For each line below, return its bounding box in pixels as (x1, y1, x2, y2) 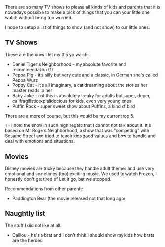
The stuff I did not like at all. (5, 222, 62, 229)
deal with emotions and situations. (5, 138, 75, 144)
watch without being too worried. (5, 15, 73, 20)
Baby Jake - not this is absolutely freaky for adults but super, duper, (12, 92, 151, 98)
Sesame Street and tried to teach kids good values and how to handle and (5, 133, 156, 139)
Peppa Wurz (12, 77, 38, 83)
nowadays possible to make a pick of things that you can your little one (5, 9, 150, 15)
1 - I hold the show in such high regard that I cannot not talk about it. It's (5, 122, 152, 128)
